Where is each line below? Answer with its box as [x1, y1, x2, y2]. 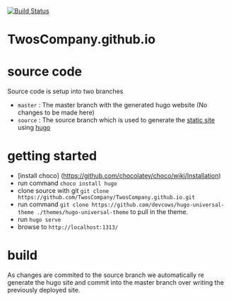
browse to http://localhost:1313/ [17, 223, 119, 231]
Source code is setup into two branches [7, 87, 124, 95]
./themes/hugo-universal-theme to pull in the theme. [36, 208, 189, 216]
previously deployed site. [7, 286, 81, 294]
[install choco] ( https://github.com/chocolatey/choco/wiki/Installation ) [17, 172, 221, 180]
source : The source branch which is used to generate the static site [17, 116, 215, 124]
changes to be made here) [17, 108, 95, 117]
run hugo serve [17, 216, 61, 224]
